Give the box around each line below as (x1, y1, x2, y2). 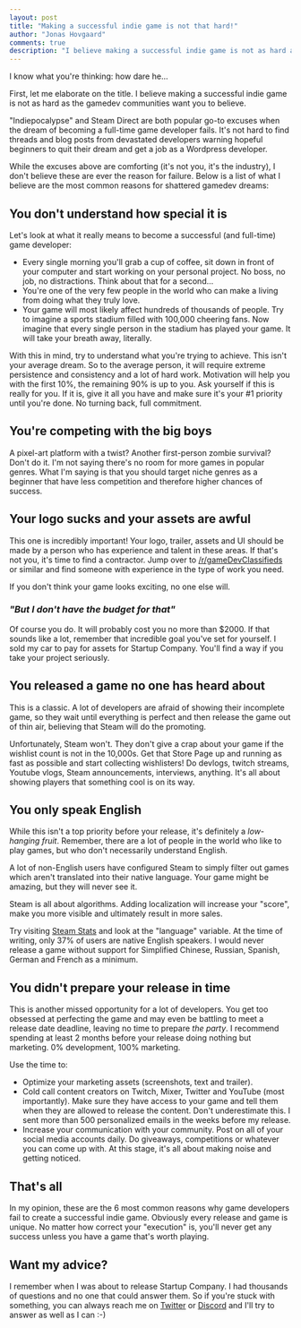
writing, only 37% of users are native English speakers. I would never (9, 935, 264, 946)
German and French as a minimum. (9, 955, 139, 965)
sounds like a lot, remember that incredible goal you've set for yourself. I (9, 633, 277, 644)
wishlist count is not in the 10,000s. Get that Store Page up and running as (9, 748, 282, 758)
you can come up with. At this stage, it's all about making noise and (21, 1144, 271, 1154)
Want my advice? (9, 1257, 108, 1272)
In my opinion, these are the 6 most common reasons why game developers (9, 1203, 289, 1213)
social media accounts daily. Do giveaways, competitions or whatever (21, 1134, 279, 1144)
